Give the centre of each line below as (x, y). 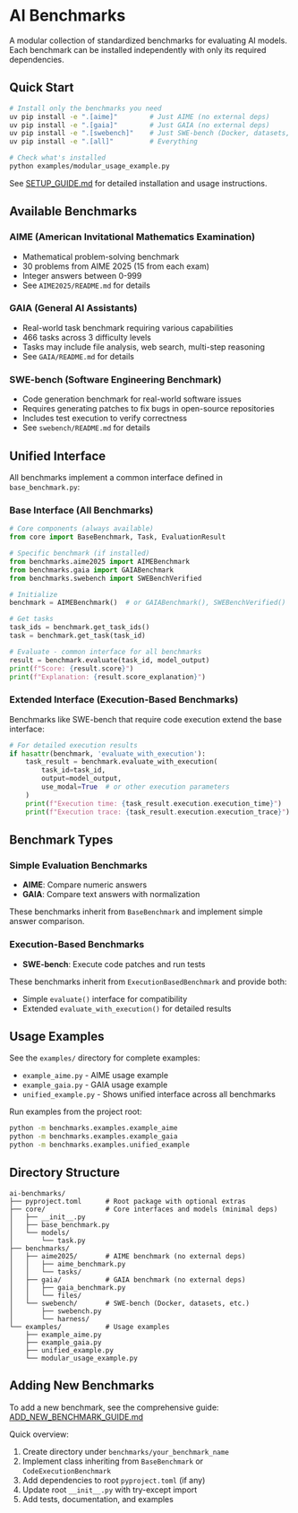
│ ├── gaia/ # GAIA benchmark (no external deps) (128, 1280)
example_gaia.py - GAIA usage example (95, 1085)
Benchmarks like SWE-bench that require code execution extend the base (145, 719)
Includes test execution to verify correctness (105, 419)
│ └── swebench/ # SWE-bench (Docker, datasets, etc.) (130, 1303)
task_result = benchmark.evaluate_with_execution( (122, 762)
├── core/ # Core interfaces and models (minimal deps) (144, 1209)
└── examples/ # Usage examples (89, 1327)
